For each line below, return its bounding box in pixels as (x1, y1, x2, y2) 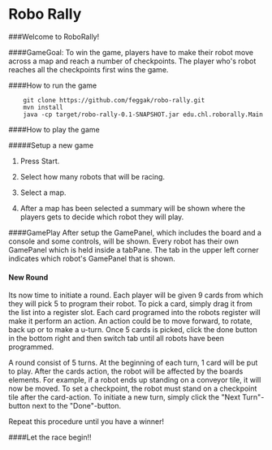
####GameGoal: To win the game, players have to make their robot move (8, 47, 254, 57)
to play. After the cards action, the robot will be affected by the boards (8, 366, 244, 376)
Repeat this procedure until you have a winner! (8, 417, 165, 426)
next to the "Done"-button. (32, 401, 122, 411)
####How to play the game (8, 124, 100, 134)
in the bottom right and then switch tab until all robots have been (8, 334, 225, 344)
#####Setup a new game (8, 140, 94, 150)
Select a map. (19, 188, 67, 197)
